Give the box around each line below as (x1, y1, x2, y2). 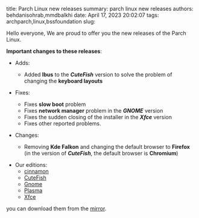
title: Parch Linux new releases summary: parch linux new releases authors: (6, 5, 194, 12)
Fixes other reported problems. (24, 120, 101, 127)
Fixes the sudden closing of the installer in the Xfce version (24, 114, 172, 120)
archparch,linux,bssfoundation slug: (6, 18, 95, 25)
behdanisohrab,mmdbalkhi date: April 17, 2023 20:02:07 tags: (6, 11, 159, 19)
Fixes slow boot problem (24, 101, 86, 108)
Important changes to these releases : (6, 48, 103, 55)
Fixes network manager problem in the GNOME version (24, 107, 163, 114)
